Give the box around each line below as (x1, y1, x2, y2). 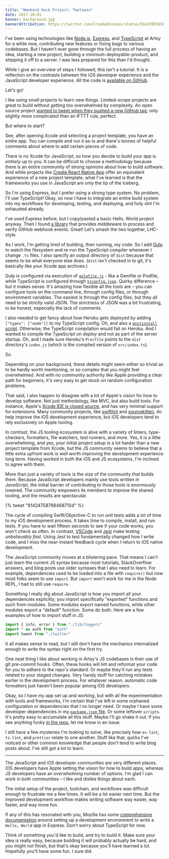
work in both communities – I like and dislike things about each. (5, 776, 137, 782)
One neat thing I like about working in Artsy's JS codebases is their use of (5, 655, 158, 662)
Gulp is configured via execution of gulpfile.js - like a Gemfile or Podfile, (5, 273, 159, 279)
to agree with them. (5, 461, 46, 467)
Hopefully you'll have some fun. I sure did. (5, 848, 93, 854)
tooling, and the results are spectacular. (5, 493, 88, 499)
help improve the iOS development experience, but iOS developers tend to (5, 414, 159, 420)
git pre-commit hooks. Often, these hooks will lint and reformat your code (5, 661, 157, 667)
